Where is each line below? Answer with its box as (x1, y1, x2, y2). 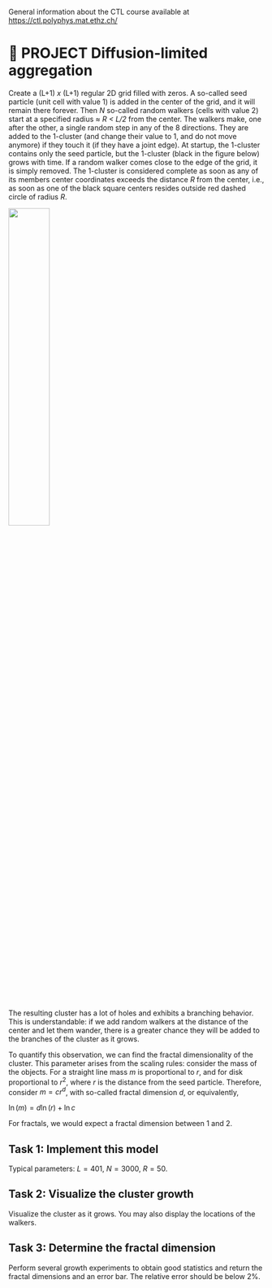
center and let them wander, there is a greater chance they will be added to (8, 1025, 260, 1035)
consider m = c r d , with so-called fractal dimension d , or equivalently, (8, 1085, 240, 1097)
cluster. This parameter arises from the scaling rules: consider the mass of (8, 1058, 257, 1068)
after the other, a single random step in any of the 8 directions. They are (8, 122, 249, 133)
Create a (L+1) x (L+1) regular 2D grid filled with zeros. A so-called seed (8, 88, 248, 98)
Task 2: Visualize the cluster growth (8, 1187, 194, 1201)
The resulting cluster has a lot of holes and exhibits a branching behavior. (8, 1008, 254, 1018)
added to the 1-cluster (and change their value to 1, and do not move (8, 131, 237, 141)
